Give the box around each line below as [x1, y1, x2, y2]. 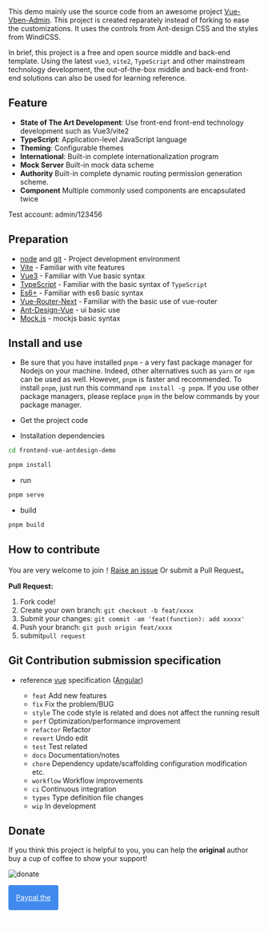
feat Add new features [31, 691, 107, 700]
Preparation [8, 233, 69, 246]
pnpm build [8, 521, 45, 529]
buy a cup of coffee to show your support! [8, 854, 148, 863]
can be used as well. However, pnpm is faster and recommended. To [19, 375, 242, 385]
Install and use [8, 337, 82, 350]
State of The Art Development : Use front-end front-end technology [19, 118, 244, 127]
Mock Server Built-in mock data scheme [19, 160, 154, 169]
